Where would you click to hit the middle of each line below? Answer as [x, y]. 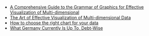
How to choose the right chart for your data [54, 23]
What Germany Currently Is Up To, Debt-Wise [56, 28]
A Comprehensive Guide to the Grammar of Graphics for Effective [77, 7]
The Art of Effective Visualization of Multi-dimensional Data [70, 18]
